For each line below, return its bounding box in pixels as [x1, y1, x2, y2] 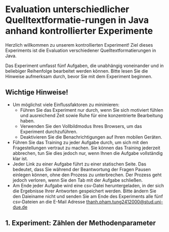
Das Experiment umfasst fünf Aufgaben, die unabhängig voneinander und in [5, 62, 164, 69]
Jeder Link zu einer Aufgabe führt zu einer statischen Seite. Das [12, 161, 147, 167]
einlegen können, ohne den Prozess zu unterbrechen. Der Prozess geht [12, 172, 162, 178]
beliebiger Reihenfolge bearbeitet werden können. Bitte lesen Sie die [5, 68, 148, 74]
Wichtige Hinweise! [5, 88, 68, 97]
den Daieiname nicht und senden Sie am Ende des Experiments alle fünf [12, 193, 163, 199]
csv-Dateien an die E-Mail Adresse [12, 198, 85, 205]
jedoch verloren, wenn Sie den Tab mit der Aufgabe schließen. [12, 177, 143, 183]
